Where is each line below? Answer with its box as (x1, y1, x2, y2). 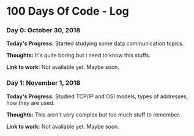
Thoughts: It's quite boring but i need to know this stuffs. (6, 52, 151, 59)
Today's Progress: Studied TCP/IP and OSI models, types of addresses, (6, 93, 188, 100)
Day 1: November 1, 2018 (6, 79, 81, 87)
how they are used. (6, 99, 55, 106)
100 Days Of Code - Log (6, 4, 130, 18)
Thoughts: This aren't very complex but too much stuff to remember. (6, 111, 181, 118)
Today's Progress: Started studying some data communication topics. (6, 40, 184, 47)
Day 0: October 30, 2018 (6, 26, 81, 35)
